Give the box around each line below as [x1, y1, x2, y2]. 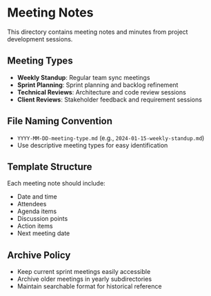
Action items [17, 222, 53, 230]
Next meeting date [17, 229, 70, 237]
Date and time [17, 193, 57, 201]
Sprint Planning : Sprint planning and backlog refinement [17, 81, 179, 89]
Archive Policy [7, 249, 71, 261]
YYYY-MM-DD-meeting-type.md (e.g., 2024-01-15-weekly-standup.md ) [17, 133, 205, 142]
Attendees [17, 200, 47, 208]
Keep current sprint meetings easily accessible [17, 268, 151, 276]
